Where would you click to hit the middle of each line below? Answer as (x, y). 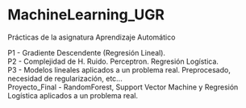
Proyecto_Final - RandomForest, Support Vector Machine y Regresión (123, 87)
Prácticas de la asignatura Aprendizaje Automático (92, 37)
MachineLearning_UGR (86, 15)
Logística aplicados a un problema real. (73, 95)
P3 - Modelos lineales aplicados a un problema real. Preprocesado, (119, 69)
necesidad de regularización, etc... (65, 78)
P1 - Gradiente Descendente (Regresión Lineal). (87, 52)
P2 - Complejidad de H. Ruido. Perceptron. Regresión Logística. (113, 61)
